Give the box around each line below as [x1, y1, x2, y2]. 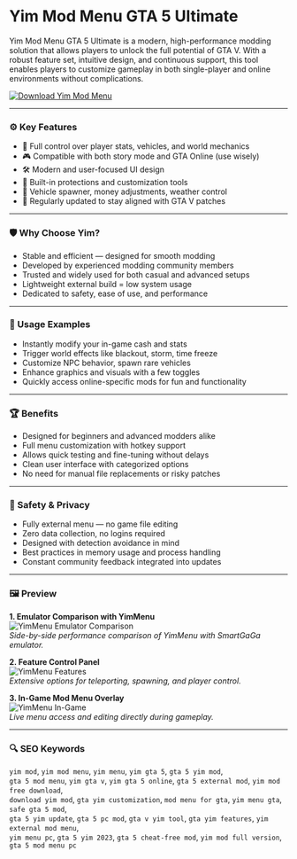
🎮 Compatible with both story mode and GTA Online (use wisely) [21, 151, 260, 161]
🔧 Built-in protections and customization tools [21, 177, 188, 188]
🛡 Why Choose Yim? [9, 227, 100, 239]
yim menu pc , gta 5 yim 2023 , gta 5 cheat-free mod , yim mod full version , [9, 832, 283, 843]
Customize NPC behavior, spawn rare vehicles [21, 357, 192, 368]
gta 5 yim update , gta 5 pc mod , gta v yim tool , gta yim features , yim [9, 813, 269, 824]
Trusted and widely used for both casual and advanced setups [21, 269, 250, 280]
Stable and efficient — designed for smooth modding [21, 250, 216, 261]
